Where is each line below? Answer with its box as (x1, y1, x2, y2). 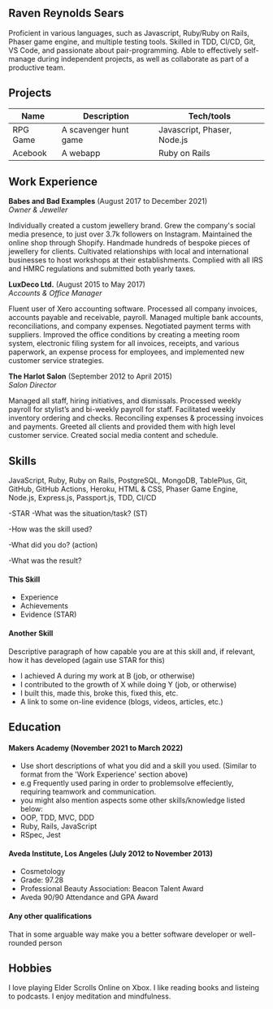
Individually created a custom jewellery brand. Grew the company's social (8, 221, 256, 231)
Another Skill (8, 629, 54, 639)
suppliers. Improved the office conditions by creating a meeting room (8, 330, 240, 340)
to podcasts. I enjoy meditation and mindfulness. (8, 991, 171, 1002)
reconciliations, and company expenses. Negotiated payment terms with (8, 321, 251, 331)
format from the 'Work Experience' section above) (19, 769, 188, 779)
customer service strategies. (8, 356, 104, 366)
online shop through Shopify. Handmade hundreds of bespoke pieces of (8, 238, 250, 248)
